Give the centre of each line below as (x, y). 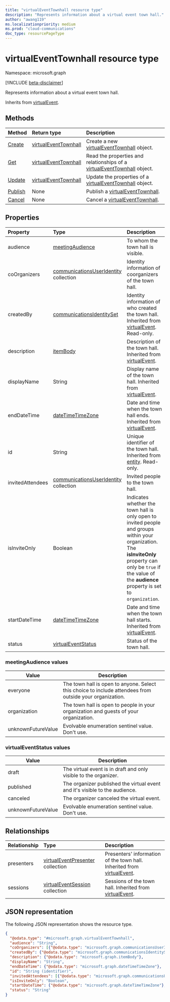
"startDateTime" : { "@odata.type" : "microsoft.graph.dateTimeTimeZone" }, (88, 985)
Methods (20, 118)
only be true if (144, 567)
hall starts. (139, 619)
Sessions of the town (130, 881)
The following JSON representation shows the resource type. (69, 924)
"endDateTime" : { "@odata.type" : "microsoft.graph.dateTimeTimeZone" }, (86, 966)
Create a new (102, 141)
